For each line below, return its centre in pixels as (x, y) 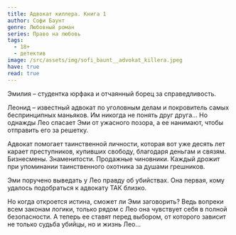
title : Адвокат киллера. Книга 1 (57, 14)
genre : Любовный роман (41, 27)
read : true (23, 73)
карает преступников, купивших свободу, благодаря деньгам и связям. (117, 151)
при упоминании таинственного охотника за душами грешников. (106, 166)
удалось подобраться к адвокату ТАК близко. (77, 187)
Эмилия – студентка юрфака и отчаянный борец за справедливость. (112, 94)
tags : (15, 40)
